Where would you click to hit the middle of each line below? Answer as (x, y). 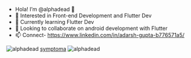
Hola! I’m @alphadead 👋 (45, 9)
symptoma (53, 49)
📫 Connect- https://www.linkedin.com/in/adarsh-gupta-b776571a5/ (100, 35)
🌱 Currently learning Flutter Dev (54, 22)
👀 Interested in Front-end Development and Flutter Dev (83, 16)
